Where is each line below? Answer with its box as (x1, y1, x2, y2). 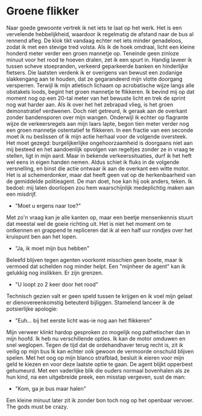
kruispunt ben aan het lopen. (6, 233, 78, 240)
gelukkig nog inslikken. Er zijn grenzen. (6, 269, 104, 276)
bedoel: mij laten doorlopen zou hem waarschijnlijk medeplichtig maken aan (6, 184, 195, 191)
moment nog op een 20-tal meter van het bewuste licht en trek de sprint (6, 95, 186, 102)
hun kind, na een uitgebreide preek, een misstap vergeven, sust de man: (6, 373, 186, 380)
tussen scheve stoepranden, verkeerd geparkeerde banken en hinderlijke (6, 62, 189, 70)
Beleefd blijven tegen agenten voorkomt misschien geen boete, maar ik (6, 256, 183, 263)
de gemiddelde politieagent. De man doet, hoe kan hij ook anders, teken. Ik (6, 178, 193, 185)
